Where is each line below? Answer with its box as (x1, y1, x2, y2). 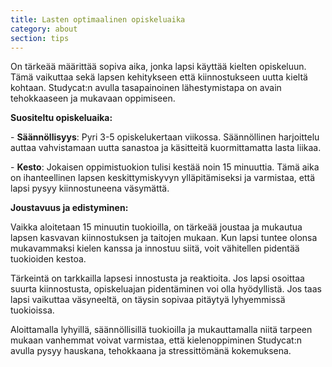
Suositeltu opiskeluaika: (10, 112, 113, 124)
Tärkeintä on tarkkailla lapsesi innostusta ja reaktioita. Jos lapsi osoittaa (10, 272, 305, 285)
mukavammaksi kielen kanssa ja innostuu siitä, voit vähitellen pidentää (10, 242, 300, 255)
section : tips (10, 33, 70, 43)
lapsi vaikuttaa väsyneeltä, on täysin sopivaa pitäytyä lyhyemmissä (10, 294, 286, 306)
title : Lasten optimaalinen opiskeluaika (10, 14, 186, 25)
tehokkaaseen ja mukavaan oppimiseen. (10, 92, 176, 105)
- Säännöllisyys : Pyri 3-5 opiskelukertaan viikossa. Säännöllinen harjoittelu (10, 131, 320, 143)
